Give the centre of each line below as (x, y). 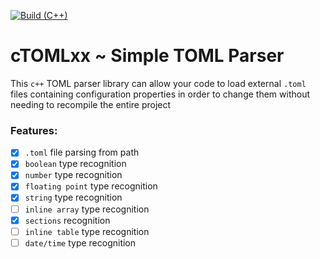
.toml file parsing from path (82, 152)
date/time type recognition (80, 242)
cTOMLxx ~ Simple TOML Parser (147, 56)
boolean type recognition (75, 164)
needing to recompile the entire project (91, 104)
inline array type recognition (87, 209)
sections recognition (67, 220)
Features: (34, 130)
